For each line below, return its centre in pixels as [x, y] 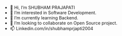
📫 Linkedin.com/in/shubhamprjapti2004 [52, 28]
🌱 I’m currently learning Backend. [44, 18]
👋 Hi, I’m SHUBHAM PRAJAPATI [42, 8]
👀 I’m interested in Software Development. [53, 13]
